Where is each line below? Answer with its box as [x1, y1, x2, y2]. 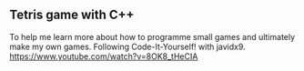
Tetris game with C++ [9, 7, 135, 23]
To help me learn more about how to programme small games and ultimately [9, 31, 296, 42]
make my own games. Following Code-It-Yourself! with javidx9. [9, 41, 246, 52]
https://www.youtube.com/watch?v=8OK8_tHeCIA [9, 50, 198, 62]
